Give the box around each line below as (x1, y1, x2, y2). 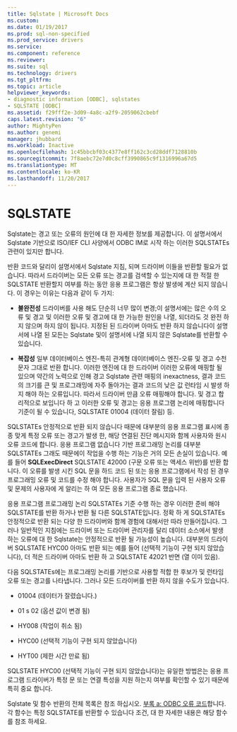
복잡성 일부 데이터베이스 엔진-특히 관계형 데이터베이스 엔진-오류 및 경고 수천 (17, 355, 227, 363)
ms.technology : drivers (7, 69, 78, 76)
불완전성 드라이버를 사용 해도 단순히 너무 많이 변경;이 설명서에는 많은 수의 (17, 304, 219, 312)
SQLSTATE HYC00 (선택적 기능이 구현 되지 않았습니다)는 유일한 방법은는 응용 (7, 667, 222, 675)
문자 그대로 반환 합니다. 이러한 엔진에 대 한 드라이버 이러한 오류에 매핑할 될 (17, 363, 223, 372)
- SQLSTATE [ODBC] (7, 103, 61, 110)
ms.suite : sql (7, 63, 49, 70)
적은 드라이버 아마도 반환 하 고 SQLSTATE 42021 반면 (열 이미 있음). (31, 553, 220, 561)
